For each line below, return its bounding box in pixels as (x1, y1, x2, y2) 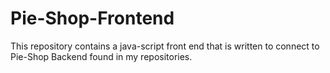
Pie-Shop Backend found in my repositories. (10, 50, 193, 62)
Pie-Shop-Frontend (10, 7, 175, 30)
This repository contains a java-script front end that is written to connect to (10, 40, 320, 52)
